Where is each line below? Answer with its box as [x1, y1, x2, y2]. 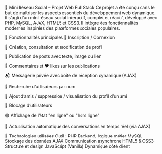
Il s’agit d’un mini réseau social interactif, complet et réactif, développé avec [5, 15, 158, 20]
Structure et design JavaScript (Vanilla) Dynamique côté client [5, 143, 130, 149]
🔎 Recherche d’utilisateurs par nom [5, 84, 76, 89]
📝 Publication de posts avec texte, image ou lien [5, 53, 101, 59]
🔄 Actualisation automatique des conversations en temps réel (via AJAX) [5, 124, 151, 129]
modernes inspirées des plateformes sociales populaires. [5, 25, 121, 31]
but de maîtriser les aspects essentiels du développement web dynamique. [5, 10, 156, 16]
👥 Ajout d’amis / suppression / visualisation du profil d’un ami [5, 93, 128, 99]
